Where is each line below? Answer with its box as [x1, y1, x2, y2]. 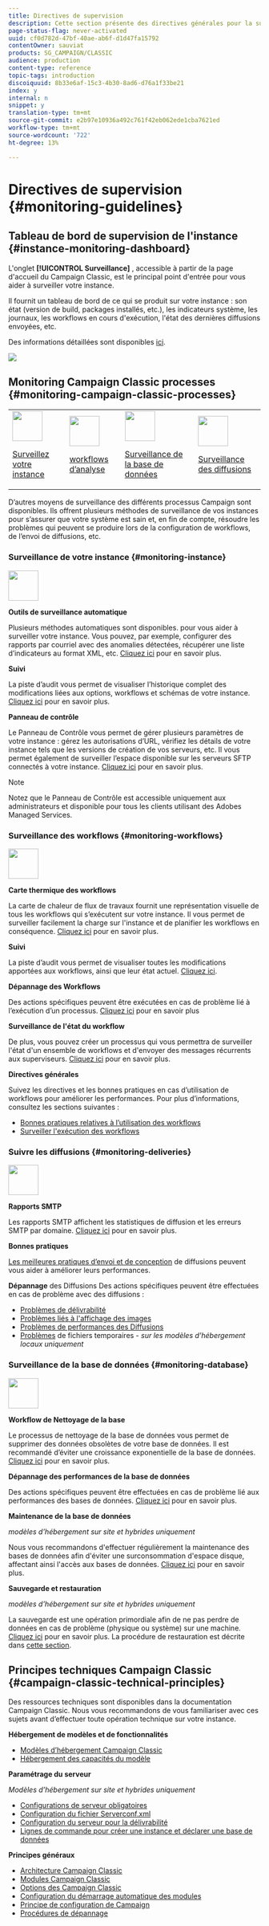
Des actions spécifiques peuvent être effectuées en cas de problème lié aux [8, 1487, 260, 1496]
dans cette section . [8, 1640, 72, 1650]
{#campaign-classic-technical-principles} [8, 1675, 226, 1689]
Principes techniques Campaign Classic [8, 1663, 212, 1677]
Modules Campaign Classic [19, 1875, 110, 1884]
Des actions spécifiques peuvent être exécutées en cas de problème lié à [8, 997, 251, 1006]
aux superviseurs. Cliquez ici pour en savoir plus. [8, 1054, 171, 1063]
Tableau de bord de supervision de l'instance [8, 230, 239, 243]
